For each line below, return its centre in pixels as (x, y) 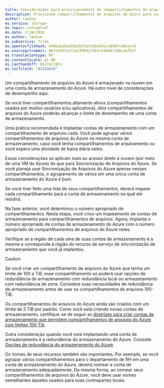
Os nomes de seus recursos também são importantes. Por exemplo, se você (82, 354)
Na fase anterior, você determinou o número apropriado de (64, 208)
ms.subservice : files (27, 42)
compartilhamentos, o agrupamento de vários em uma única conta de (75, 174)
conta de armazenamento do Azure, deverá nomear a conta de (68, 364)
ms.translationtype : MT (29, 55)
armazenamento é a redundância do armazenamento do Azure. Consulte (78, 339)
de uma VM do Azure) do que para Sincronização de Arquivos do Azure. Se (81, 163)
